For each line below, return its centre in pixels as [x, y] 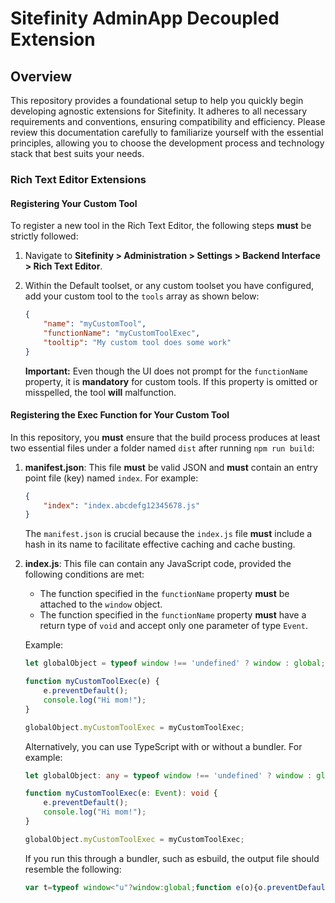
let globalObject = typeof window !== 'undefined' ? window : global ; [175, 663]
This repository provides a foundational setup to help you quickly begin [157, 100]
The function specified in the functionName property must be [164, 594]
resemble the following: [73, 869]
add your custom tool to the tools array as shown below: [142, 296]
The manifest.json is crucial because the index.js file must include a [168, 534]
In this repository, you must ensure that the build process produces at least [165, 437]
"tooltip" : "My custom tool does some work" [137, 342]
